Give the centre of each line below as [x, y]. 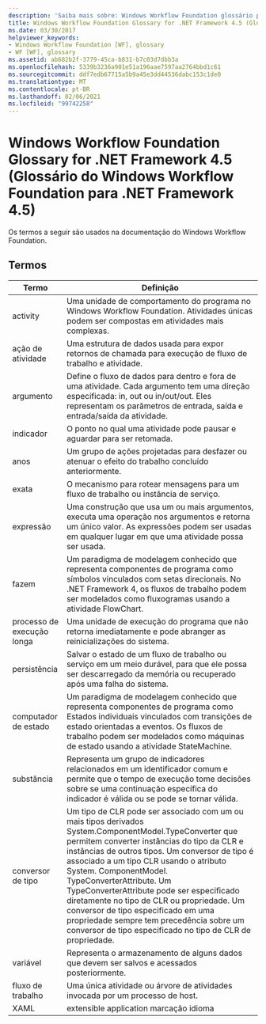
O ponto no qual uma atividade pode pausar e [151, 428]
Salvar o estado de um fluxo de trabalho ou [146, 654]
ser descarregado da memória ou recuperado [151, 673]
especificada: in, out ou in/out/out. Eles [139, 396]
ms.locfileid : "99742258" [51, 104]
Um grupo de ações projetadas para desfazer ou [157, 451]
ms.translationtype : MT [47, 82]
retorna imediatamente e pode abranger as [146, 631]
